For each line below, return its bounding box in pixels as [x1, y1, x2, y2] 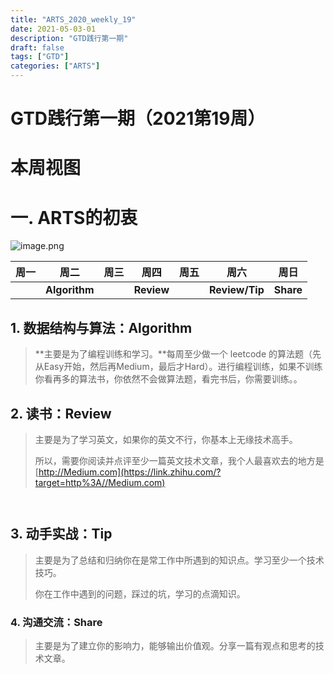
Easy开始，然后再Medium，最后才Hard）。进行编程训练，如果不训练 [43, 361, 323, 373]
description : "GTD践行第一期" [10, 33, 129, 43]
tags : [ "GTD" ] [10, 52, 70, 62]
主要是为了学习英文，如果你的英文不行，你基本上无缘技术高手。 [34, 433, 298, 445]
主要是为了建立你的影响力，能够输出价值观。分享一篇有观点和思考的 [34, 640, 316, 652]
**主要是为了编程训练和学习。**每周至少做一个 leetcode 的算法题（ [34, 348, 313, 360]
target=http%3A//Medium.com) [34, 476, 166, 488]
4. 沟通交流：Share [10, 615, 103, 629]
